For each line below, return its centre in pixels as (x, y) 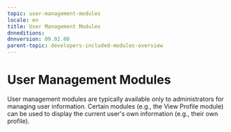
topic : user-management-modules (54, 13)
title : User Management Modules (54, 26)
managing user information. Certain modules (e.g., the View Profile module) (115, 106)
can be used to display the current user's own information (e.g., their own (113, 113)
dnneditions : (26, 33)
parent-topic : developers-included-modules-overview (85, 46)
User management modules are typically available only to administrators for (115, 99)
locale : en (23, 20)
